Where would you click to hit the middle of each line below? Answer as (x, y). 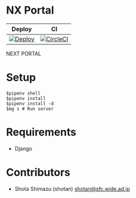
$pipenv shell (24, 93)
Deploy (22, 29)
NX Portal (30, 10)
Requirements (41, 132)
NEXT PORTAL (24, 53)
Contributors (38, 173)
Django (23, 148)
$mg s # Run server (30, 109)
